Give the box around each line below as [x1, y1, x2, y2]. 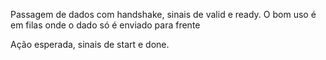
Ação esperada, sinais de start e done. [10, 39, 170, 50]
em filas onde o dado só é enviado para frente [10, 19, 201, 31]
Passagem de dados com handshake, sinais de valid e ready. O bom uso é [10, 9, 317, 20]
